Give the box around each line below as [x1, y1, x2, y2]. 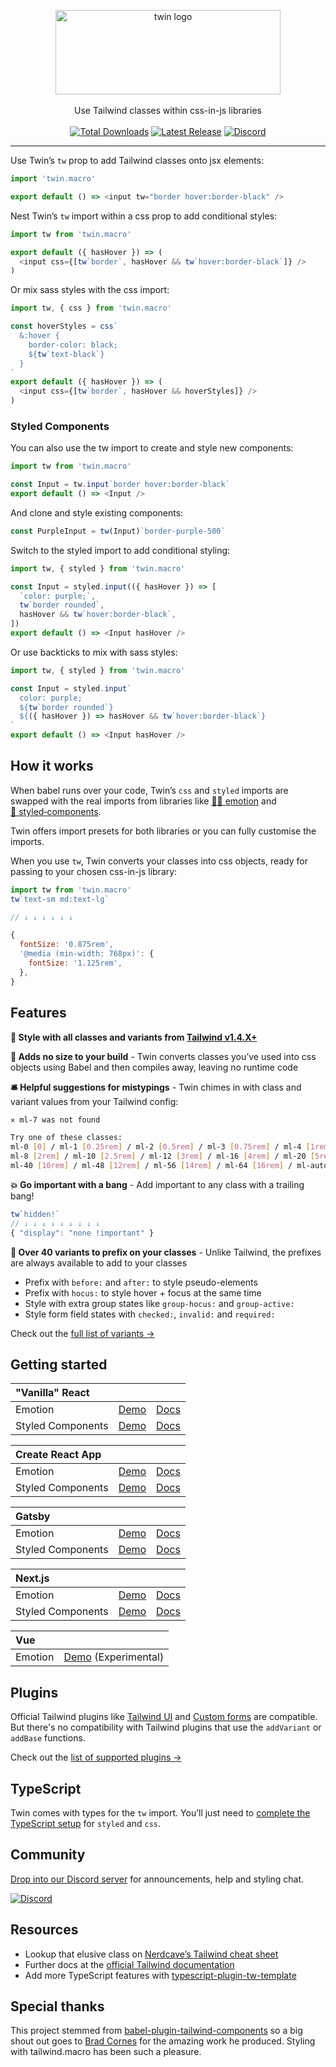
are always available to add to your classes [10, 1256, 188, 1269]
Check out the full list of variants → [10, 1327, 155, 1339]
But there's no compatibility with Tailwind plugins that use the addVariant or [10, 1721, 322, 1734]
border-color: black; [28, 340, 118, 350]
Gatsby [15, 1510, 51, 1524]
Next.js [15, 1571, 50, 1585]
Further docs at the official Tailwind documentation [24, 1958, 235, 1970]
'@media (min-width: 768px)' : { [19, 949, 155, 959]
